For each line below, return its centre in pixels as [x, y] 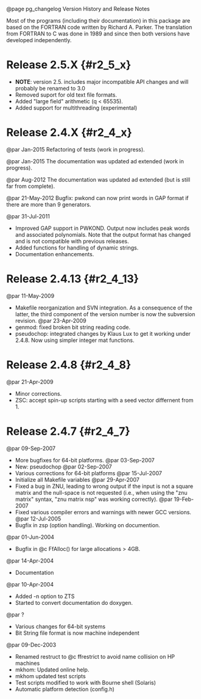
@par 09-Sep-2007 [31, 448]
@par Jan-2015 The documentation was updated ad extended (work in [95, 161]
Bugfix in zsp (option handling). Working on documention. [87, 525]
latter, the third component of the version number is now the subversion [105, 314]
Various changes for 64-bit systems [60, 626]
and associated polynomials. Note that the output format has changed [103, 234]
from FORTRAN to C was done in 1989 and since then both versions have [98, 34]
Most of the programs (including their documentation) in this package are [98, 20]
